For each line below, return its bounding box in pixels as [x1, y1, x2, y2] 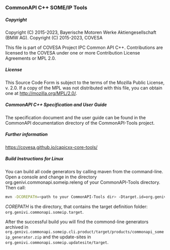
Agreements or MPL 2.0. [5, 55, 56, 61]
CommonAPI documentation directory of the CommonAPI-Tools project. [5, 120, 155, 126]
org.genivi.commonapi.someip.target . [5, 209, 84, 215]
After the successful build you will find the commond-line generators [5, 219, 149, 225]
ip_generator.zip [5, 234, 42, 240]
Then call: [5, 184, 26, 190]
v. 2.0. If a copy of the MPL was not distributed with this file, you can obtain [5, 85, 163, 91]
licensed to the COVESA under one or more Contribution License [5, 49, 140, 56]
